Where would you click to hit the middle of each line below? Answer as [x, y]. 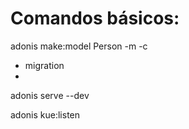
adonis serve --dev [50, 95]
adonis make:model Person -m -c [79, 46]
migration [44, 65]
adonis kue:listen [45, 114]
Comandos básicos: [95, 18]
